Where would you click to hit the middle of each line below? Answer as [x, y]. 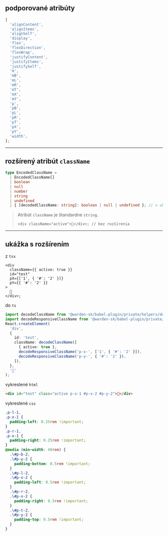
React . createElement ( [28, 324]
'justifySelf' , [25, 66]
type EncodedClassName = [31, 173]
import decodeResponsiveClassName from [47, 319]
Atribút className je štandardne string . [58, 215]
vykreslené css [20, 403]
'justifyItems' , [26, 62]
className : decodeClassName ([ [46, 343]
